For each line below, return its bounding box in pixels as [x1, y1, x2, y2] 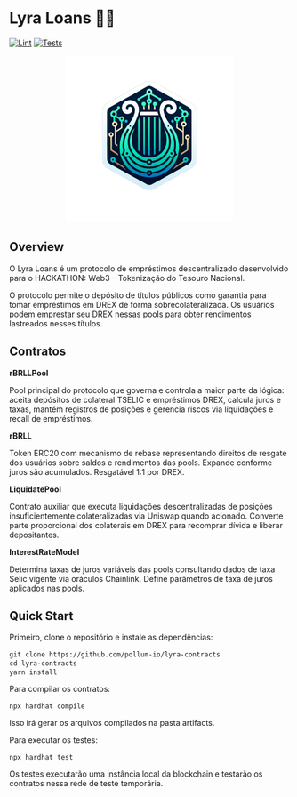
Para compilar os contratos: [9, 684, 111, 695]
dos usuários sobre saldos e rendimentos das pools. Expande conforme [9, 457, 273, 468]
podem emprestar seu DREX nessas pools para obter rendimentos [9, 309, 252, 319]
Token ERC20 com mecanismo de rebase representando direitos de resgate [9, 447, 287, 458]
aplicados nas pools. [9, 583, 85, 593]
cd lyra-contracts [9, 659, 77, 668]
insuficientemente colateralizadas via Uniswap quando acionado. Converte [9, 511, 284, 521]
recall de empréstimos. [9, 413, 93, 423]
